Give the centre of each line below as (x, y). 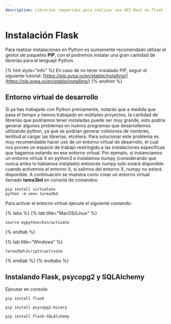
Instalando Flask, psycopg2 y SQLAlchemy (75, 277)
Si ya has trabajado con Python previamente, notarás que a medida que (80, 109)
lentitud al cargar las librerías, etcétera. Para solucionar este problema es (82, 136)
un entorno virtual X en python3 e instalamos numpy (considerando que (81, 158)
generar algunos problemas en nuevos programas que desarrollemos (78, 126)
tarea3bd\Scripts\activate (34, 251)
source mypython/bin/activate (38, 223)
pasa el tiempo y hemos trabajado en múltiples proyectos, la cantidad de (82, 115)
